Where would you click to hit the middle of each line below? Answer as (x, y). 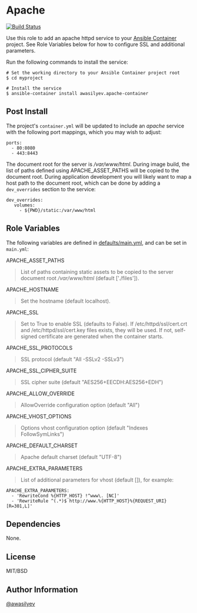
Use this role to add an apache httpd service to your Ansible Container (91, 38)
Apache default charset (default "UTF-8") (71, 457)
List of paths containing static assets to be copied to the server (97, 271)
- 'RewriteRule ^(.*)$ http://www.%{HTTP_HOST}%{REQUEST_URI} (89, 501)
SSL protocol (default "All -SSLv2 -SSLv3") (72, 359)
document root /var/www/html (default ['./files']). (80, 278)
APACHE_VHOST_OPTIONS (39, 416)
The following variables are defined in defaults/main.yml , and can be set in (96, 242)
